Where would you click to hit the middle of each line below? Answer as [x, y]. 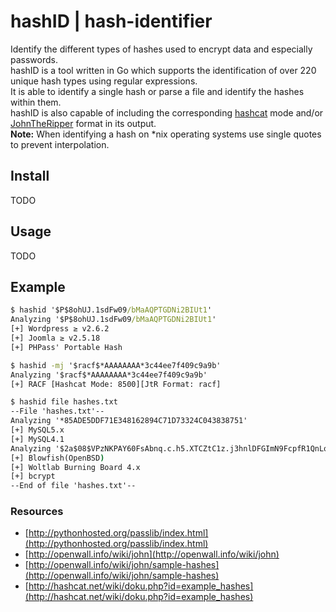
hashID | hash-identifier [111, 21]
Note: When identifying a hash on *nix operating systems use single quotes [166, 134]
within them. [36, 102]
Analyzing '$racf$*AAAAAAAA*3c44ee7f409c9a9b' [109, 375]
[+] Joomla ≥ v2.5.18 [55, 338]
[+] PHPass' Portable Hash [66, 347]
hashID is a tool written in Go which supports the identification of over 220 [163, 70]
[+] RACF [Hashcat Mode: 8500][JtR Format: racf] [116, 384]
